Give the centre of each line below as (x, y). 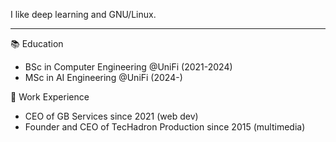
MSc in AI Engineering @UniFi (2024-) (103, 77)
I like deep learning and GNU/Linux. (83, 14)
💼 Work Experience (50, 97)
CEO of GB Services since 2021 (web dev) (111, 116)
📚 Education (37, 43)
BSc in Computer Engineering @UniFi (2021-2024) (128, 67)
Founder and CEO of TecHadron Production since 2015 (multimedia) (165, 127)
